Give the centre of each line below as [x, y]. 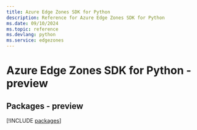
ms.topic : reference [33, 29]
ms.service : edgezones [35, 40]
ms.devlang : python [31, 35]
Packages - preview [45, 106]
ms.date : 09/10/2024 [33, 23]
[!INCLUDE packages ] [34, 121]
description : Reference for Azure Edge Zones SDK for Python [86, 18]
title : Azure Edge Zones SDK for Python [59, 12]
